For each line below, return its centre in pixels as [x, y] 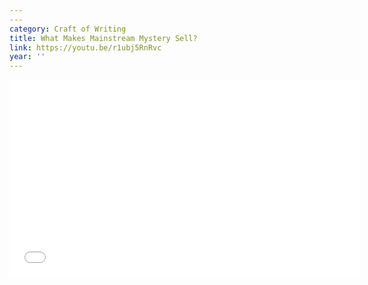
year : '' [27, 57]
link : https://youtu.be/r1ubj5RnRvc [85, 47]
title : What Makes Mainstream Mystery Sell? [103, 38]
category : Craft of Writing [68, 29]
